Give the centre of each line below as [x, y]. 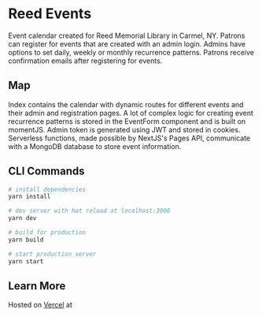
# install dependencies [47, 189]
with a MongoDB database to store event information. [95, 146]
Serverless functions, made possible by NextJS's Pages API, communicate [129, 138]
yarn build [26, 240]
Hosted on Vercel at [41, 305]
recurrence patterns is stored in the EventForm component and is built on [127, 121]
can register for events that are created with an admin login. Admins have [127, 43]
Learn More [37, 286]
